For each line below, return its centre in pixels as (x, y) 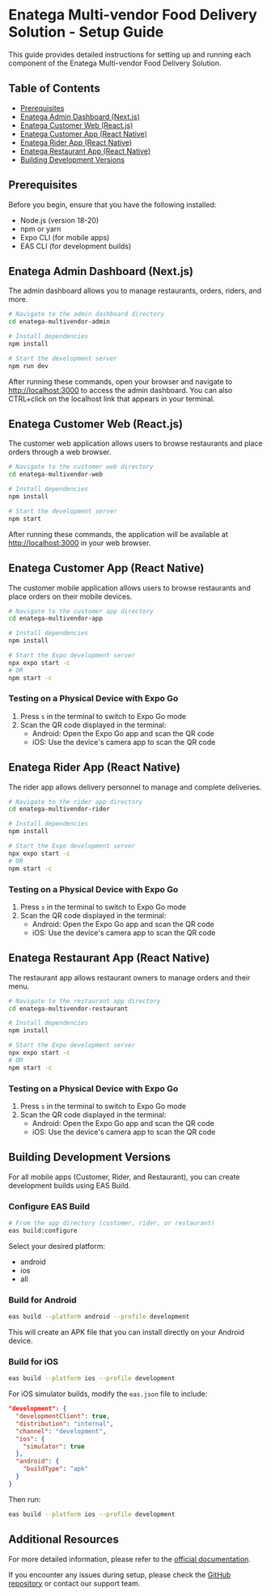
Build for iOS (34, 1361)
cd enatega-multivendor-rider (59, 809)
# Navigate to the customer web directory (81, 467)
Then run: (25, 1499)
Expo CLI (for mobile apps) (65, 237)
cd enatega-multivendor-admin (59, 322)
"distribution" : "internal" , (65, 1424)
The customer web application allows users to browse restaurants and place (135, 443)
